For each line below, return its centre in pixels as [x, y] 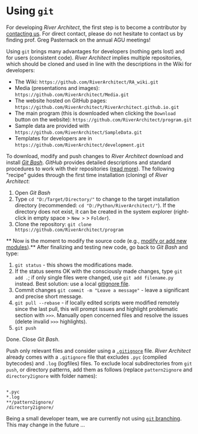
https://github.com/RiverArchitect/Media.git [72, 95]
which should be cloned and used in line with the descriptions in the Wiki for [99, 64]
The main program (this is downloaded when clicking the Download [95, 113]
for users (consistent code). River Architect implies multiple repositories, [94, 57]
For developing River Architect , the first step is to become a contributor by [96, 27]
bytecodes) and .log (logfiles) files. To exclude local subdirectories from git [99, 363]
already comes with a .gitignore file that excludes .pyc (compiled [87, 357]
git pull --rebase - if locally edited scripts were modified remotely [97, 303]
